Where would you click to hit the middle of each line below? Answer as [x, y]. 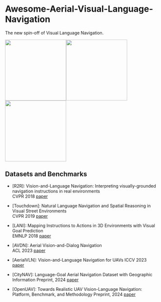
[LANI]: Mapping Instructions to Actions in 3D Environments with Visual [83, 226]
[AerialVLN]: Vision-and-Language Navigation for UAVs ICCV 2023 [79, 260]
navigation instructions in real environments [56, 191]
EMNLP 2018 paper [31, 236]
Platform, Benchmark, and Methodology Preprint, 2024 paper [74, 294]
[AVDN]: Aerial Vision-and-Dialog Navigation [57, 245]
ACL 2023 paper [29, 250]
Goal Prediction [28, 230]
